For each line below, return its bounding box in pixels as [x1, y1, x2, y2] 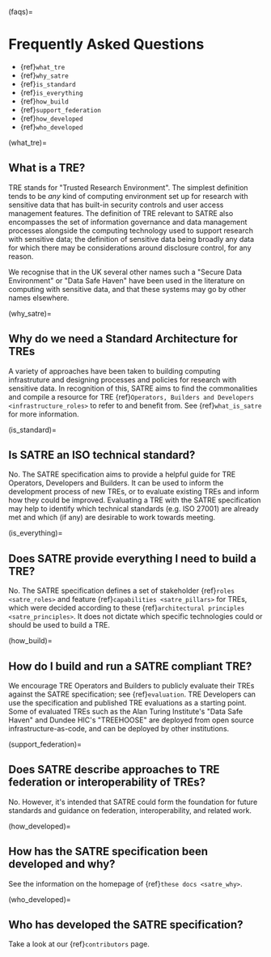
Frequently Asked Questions [8, 36, 205, 53]
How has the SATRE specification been [8, 845, 209, 858]
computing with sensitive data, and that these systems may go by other [8, 284, 247, 294]
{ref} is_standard [19, 78, 76, 88]
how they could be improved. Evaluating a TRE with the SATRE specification [8, 495, 261, 505]
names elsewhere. [8, 293, 70, 303]
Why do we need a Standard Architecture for [8, 332, 239, 346]
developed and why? [8, 857, 116, 871]
